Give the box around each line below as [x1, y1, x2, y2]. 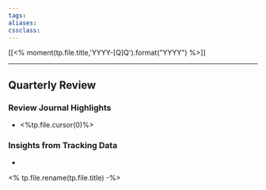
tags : [8, 11, 26, 20]
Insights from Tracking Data [8, 139, 118, 150]
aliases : [8, 19, 37, 27]
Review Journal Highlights [8, 102, 112, 113]
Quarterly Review [8, 78, 97, 92]
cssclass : [8, 26, 41, 34]
